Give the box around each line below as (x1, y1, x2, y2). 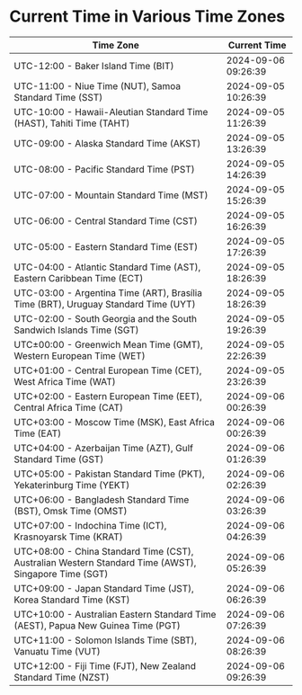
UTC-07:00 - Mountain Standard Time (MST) (13, 189, 209, 201)
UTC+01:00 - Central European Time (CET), (13, 364, 202, 377)
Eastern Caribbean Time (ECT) (13, 272, 144, 284)
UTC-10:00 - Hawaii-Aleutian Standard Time (13, 105, 209, 118)
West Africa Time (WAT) (13, 375, 117, 388)
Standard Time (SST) (13, 91, 103, 103)
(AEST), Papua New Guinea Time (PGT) (13, 619, 182, 631)
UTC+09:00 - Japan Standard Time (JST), (13, 582, 195, 594)
